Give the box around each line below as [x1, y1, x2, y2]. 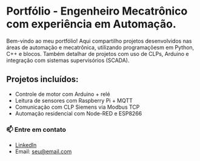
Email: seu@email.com [15, 148, 72, 156]
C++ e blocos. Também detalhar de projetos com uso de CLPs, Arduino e [6, 50, 189, 57]
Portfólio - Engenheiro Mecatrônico [6, 4, 188, 18]
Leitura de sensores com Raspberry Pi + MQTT [15, 97, 133, 104]
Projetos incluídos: [6, 74, 79, 84]
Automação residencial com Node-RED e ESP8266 [15, 109, 142, 117]
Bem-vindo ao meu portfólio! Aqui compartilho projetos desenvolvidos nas [6, 37, 192, 44]
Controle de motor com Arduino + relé [15, 90, 110, 98]
